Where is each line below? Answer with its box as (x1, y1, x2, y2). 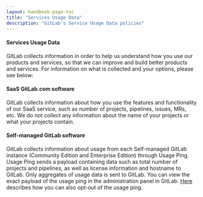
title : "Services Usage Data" (6, 15, 83, 21)
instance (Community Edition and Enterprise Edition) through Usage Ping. (6, 152, 189, 159)
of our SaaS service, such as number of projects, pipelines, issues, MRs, (6, 105, 187, 112)
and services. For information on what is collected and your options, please (6, 65, 194, 73)
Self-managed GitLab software (6, 132, 86, 139)
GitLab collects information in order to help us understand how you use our (6, 52, 193, 59)
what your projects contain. (6, 118, 74, 125)
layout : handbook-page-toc (6, 8, 74, 15)
